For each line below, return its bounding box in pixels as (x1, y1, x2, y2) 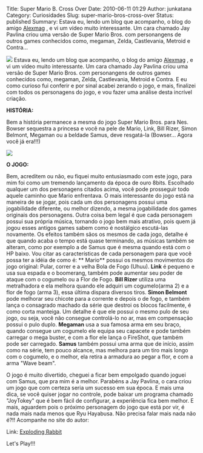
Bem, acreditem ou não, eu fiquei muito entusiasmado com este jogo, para (6, 173, 192, 180)
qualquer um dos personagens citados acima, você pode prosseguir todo (6, 186, 190, 193)
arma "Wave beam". (6, 360, 56, 366)
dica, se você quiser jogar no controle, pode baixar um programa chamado (6, 391, 193, 398)
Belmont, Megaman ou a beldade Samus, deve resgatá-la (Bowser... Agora (6, 132, 193, 138)
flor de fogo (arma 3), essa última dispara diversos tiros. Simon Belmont (6, 289, 187, 296)
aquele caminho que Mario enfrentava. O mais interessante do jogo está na (6, 192, 194, 199)
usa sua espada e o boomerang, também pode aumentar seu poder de (6, 269, 183, 277)
